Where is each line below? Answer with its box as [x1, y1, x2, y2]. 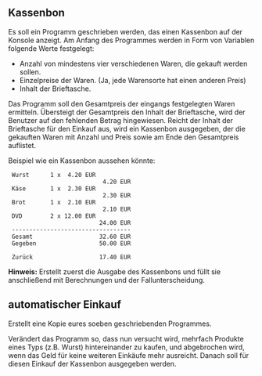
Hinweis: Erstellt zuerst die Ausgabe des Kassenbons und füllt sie [8, 266, 221, 277]
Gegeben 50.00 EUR [11, 239, 131, 248]
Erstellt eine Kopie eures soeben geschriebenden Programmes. [8, 319, 212, 328]
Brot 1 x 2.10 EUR [11, 198, 96, 206]
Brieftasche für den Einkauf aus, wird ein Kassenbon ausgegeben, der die [8, 124, 246, 133]
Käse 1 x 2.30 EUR [11, 184, 96, 193]
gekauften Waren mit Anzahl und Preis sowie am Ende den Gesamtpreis [8, 132, 239, 142]
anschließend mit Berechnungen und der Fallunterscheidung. [8, 275, 206, 284]
